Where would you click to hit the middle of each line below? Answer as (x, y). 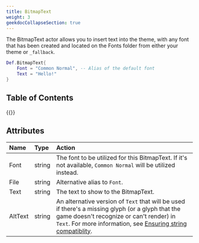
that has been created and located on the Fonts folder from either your (92, 46)
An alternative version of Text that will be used (121, 201)
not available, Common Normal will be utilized (115, 165)
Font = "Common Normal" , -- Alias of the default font (86, 69)
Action (66, 148)
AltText (19, 216)
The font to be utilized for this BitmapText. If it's (122, 158)
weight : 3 (18, 17)
